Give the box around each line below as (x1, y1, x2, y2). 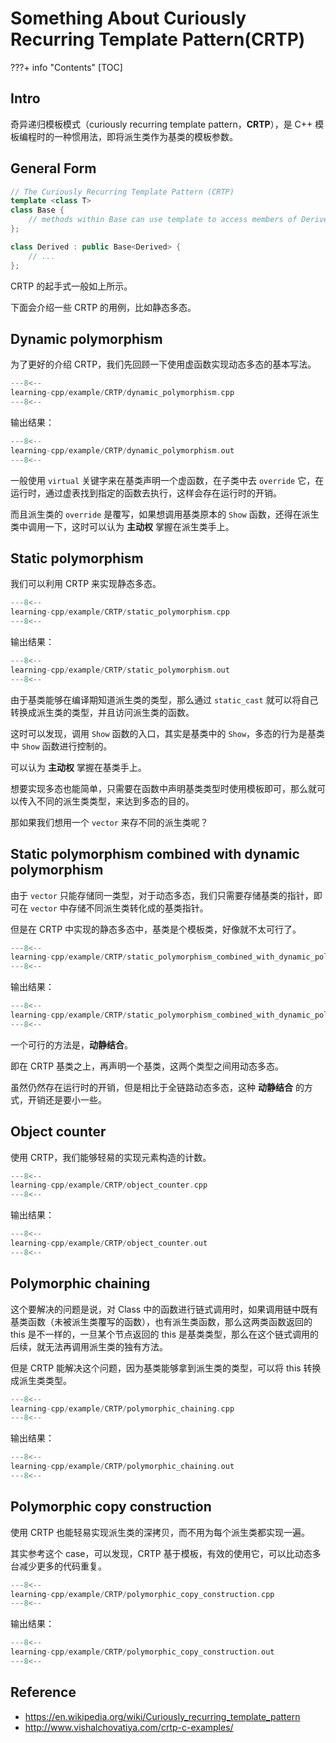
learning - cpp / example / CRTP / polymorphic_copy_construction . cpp (10, 1589, 275, 1599)
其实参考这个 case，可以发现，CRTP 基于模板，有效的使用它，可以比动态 (10, 1547, 313, 1559)
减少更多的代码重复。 (18, 1560, 107, 1572)
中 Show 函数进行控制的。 (10, 740, 113, 752)
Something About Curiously (10, 7, 247, 30)
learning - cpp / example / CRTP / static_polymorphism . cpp (10, 607, 230, 617)
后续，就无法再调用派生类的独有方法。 (10, 1340, 168, 1352)
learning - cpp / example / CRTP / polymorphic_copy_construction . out (10, 1647, 275, 1657)
